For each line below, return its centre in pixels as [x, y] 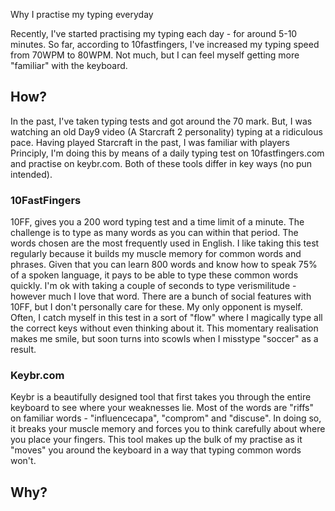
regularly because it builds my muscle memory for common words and [156, 254]
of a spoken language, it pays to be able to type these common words [154, 275]
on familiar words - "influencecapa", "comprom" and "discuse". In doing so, [166, 418]
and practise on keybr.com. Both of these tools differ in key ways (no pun [161, 163]
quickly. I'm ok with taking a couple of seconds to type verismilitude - [153, 286]
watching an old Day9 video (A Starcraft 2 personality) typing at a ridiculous [166, 131]
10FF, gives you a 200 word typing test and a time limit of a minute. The [157, 222]
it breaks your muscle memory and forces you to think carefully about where [168, 429]
